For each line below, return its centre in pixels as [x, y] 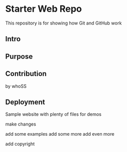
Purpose [19, 56]
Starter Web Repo [44, 9]
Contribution [26, 74]
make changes [21, 124]
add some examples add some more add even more [60, 134]
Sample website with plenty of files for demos [54, 114]
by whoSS [16, 86]
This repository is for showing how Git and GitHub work [63, 23]
